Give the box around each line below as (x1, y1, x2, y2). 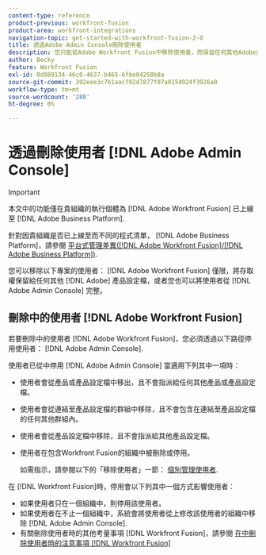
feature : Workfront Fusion (8, 64, 97, 71)
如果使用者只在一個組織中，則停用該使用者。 (19, 498, 166, 508)
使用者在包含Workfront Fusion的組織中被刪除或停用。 (19, 448, 195, 457)
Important (8, 187, 40, 197)
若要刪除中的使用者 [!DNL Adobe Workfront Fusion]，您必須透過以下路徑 (8, 333, 245, 343)
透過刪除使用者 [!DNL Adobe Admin (8, 144, 242, 162)
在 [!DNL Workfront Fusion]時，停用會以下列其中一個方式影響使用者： (8, 481, 236, 491)
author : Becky (8, 56, 55, 64)
